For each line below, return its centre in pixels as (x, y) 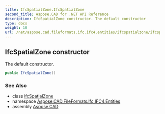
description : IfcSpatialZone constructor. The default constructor (76, 19)
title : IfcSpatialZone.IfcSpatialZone (45, 10)
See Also (16, 85)
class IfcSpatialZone (33, 96)
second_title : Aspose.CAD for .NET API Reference (57, 14)
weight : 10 (16, 28)
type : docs (16, 23)
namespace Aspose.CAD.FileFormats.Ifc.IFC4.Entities (66, 101)
